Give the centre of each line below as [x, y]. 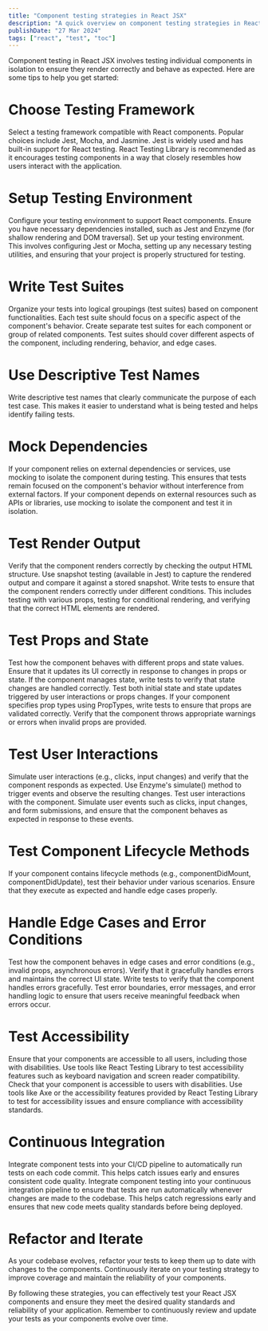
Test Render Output [75, 544]
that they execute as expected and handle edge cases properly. [113, 890]
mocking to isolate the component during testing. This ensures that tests [128, 477]
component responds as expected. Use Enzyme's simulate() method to [125, 785]
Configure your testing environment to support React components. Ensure [130, 221]
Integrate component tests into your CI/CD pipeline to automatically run [125, 1164]
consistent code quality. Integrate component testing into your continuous [130, 1181]
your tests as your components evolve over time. [89, 1319]
